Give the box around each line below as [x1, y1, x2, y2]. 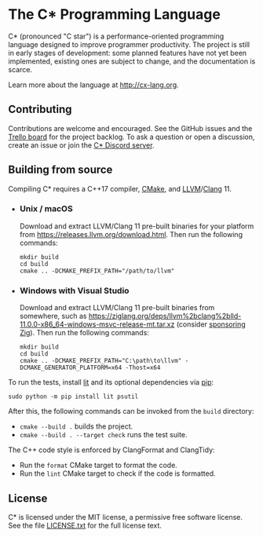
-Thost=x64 [125, 363, 161, 372]
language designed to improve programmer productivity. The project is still [8, 39, 250, 49]
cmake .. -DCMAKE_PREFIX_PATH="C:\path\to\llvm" [19, 357, 182, 365]
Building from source [8, 163, 113, 177]
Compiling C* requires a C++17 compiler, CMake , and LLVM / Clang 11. [8, 184, 232, 193]
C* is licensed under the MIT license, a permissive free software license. [8, 512, 243, 521]
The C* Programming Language [8, 5, 221, 24]
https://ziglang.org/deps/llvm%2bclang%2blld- [88, 312, 242, 321]
